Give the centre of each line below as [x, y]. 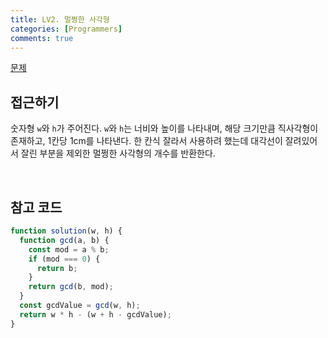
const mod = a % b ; [69, 249]
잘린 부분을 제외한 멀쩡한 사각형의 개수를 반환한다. [118, 153]
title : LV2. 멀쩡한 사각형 [60, 19]
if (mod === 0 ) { [64, 259]
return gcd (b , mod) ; [71, 287]
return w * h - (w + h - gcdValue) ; [95, 314]
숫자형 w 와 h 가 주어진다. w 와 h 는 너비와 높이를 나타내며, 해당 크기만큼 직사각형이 [164, 128]
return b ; [57, 268]
